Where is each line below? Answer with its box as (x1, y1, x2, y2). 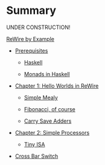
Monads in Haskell (24, 70, 71, 77)
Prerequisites (14, 47, 48, 54)
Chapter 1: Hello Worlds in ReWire (14, 82, 99, 89)
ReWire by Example (6, 35, 54, 42)
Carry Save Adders (24, 117, 72, 125)
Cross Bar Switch (14, 152, 59, 160)
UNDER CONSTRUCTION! (6, 24, 71, 31)
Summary (6, 4, 56, 18)
